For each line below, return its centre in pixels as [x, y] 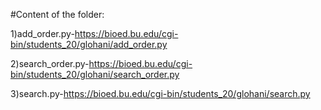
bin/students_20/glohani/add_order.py [89, 44]
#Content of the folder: [57, 14]
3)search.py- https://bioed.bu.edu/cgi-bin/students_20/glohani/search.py [160, 93]
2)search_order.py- [50, 63]
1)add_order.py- [42, 33]
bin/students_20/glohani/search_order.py [95, 74]
